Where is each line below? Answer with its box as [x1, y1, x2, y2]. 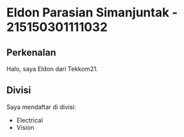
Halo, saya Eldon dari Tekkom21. [6, 65, 98, 73]
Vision [16, 123, 35, 132]
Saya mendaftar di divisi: [6, 103, 76, 111]
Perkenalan [6, 47, 56, 58]
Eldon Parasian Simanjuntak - [6, 5, 178, 21]
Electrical [16, 116, 43, 124]
